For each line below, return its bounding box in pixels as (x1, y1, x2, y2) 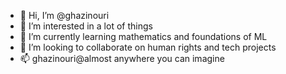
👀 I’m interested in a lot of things (19, 20, 153, 32)
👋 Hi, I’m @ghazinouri (19, 10, 110, 21)
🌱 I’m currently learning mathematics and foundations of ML (19, 31, 268, 42)
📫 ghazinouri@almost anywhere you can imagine (19, 53, 225, 64)
